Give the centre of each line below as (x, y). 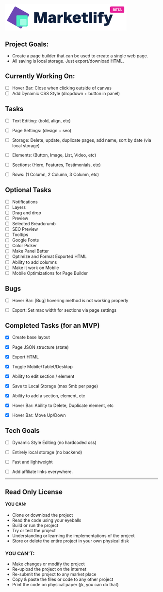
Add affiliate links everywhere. (42, 472)
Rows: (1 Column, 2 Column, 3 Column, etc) (56, 174)
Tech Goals (22, 431)
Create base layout (31, 337)
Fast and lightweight (32, 462)
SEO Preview (25, 229)
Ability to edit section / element (43, 376)
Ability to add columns (34, 262)
